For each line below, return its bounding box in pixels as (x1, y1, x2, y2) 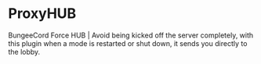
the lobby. (8, 47, 41, 56)
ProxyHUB (8, 5, 77, 23)
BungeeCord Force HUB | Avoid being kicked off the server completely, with (8, 30, 254, 40)
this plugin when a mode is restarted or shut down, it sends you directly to (8, 38, 248, 48)
